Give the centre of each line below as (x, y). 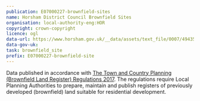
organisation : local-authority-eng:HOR (56, 23)
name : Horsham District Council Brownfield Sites (69, 17)
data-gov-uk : (22, 45)
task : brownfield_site (34, 50)
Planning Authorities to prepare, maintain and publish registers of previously (99, 85)
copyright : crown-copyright (41, 28)
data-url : (18, 39)
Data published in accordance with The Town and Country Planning (89, 72)
